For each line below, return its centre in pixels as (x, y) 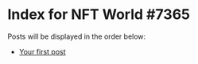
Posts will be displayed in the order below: (77, 36)
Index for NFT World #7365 (99, 15)
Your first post (42, 51)
